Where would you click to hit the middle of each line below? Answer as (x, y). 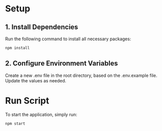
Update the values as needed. (36, 80)
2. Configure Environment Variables (61, 63)
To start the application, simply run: (41, 114)
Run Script (27, 100)
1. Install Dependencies (42, 27)
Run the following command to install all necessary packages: (68, 39)
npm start (15, 124)
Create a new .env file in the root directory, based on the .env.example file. (81, 75)
